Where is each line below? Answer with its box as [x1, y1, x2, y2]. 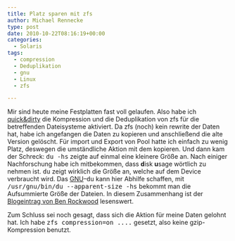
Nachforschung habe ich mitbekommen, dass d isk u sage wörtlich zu [7, 159, 206, 169]
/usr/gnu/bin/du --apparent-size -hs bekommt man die [7, 182, 191, 190]
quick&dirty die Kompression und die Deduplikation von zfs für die [7, 115, 199, 124]
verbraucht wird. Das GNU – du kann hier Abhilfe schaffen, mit [7, 175, 184, 183]
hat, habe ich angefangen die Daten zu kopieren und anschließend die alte [7, 130, 223, 138]
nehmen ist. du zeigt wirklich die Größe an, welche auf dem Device [7, 167, 202, 176]
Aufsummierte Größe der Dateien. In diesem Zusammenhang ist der [7, 190, 203, 198]
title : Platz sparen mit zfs [7, 10, 93, 18]
